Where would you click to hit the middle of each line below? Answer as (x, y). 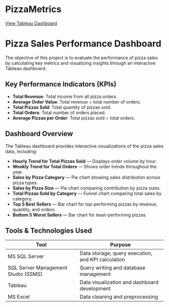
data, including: (21, 151)
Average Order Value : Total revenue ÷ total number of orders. (77, 101)
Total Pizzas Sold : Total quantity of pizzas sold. (62, 107)
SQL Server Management (38, 268)
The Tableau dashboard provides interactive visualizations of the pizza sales (84, 146)
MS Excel (19, 297)
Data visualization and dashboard (119, 282)
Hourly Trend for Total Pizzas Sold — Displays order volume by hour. (84, 161)
